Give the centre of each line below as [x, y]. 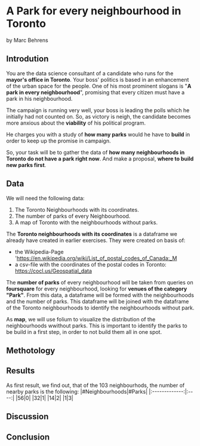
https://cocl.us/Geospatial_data [53, 271]
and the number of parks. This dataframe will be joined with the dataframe [98, 301]
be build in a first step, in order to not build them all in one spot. [84, 332]
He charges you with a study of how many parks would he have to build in [98, 134]
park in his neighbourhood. [39, 98]
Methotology [31, 350]
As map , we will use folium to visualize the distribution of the [81, 319]
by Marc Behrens [27, 40]
